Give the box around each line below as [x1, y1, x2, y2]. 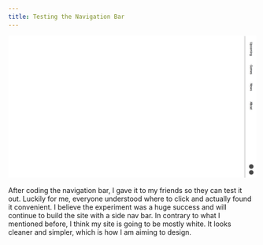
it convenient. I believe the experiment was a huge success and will [8, 202, 227, 212]
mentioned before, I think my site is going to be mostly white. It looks [8, 219, 232, 228]
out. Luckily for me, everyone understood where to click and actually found [8, 194, 252, 203]
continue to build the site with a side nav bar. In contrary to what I [8, 210, 220, 220]
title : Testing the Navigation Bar [8, 13, 125, 20]
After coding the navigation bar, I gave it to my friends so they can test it [8, 185, 243, 195]
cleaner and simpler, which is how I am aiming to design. [8, 227, 191, 236]
